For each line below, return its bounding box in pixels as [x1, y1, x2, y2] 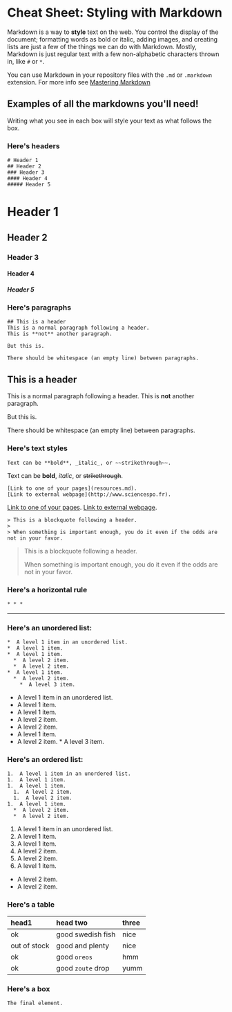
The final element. [7, 1000, 64, 1007]
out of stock [10, 941, 50, 950]
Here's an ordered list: [7, 755, 84, 765]
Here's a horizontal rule [7, 585, 88, 594]
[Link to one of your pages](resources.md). [7, 485, 137, 492]
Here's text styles [7, 443, 68, 453]
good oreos [56, 952, 93, 961]
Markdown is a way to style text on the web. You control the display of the [7, 28, 219, 36]
